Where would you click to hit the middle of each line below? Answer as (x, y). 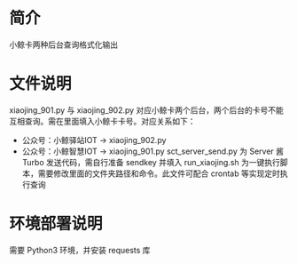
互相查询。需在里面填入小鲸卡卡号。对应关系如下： (102, 121)
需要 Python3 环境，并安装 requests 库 (80, 250)
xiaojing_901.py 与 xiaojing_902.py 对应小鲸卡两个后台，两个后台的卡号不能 (146, 110)
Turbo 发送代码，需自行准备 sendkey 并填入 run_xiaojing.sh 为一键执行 (151, 162)
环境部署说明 (56, 224)
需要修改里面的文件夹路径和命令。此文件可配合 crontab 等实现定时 (159, 173)
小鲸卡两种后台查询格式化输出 (63, 44)
